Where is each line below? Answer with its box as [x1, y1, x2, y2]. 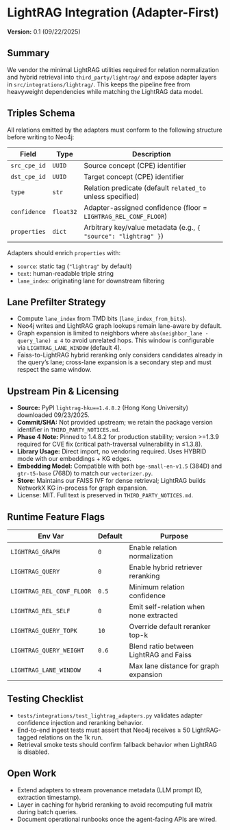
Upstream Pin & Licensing [7, 386, 119, 397]
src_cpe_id [10, 161, 46, 169]
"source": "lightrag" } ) [84, 231, 164, 241]
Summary [7, 47, 50, 59]
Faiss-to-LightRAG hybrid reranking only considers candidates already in [16, 351, 223, 359]
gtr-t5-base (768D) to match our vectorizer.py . [16, 469, 153, 477]
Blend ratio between [129, 641, 194, 651]
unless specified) [84, 191, 140, 201]
